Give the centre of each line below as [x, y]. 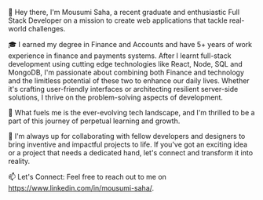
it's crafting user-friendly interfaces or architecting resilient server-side [123, 89]
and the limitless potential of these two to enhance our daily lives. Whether [129, 81]
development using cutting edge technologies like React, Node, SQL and [126, 64]
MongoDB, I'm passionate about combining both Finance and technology [126, 72]
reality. [19, 161]
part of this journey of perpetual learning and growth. [94, 121]
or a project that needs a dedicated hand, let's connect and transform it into [131, 153]
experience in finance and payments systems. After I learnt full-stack [120, 56]
